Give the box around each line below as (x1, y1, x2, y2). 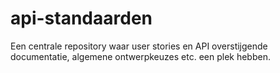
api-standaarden (10, 7, 153, 30)
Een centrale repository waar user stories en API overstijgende (10, 40, 268, 52)
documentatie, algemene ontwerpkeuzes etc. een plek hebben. (10, 50, 271, 62)
